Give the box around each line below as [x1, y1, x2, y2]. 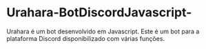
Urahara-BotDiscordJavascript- [6, 5, 192, 20]
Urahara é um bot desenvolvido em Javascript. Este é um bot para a [6, 27, 200, 35]
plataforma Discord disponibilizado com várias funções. [6, 34, 165, 42]
